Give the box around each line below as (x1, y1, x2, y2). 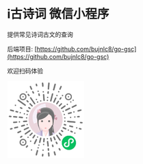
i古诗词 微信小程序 (7, 6, 109, 22)
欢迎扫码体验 (7, 67, 43, 75)
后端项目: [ (7, 45, 38, 53)
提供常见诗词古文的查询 (7, 30, 73, 38)
